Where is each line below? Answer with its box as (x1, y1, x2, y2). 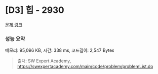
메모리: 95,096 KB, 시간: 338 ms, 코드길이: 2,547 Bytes (5, 47, 115, 53)
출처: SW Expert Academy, (17, 58, 71, 64)
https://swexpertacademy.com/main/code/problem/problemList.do (17, 64, 154, 70)
